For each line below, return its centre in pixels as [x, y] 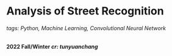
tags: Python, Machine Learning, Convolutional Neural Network [86, 28]
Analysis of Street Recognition [85, 11]
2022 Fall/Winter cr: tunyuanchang [52, 47]
